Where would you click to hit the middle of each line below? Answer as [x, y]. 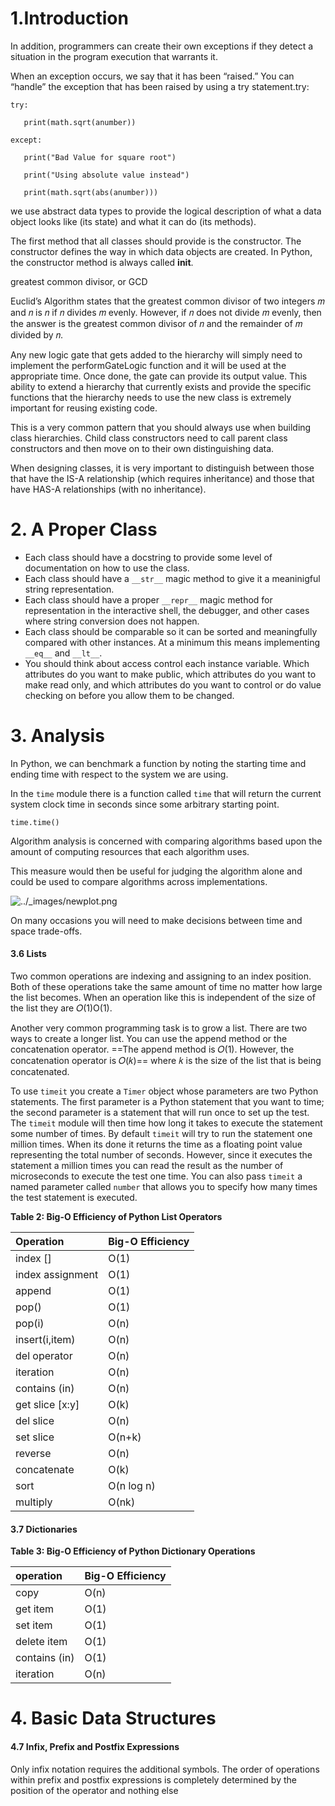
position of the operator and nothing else [94, 1790]
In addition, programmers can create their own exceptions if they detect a [162, 46]
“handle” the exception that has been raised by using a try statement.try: [160, 86]
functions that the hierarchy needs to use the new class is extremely [151, 397]
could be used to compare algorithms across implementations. [139, 881]
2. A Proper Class [84, 529]
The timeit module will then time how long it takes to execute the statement [166, 1123]
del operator [44, 1356]
